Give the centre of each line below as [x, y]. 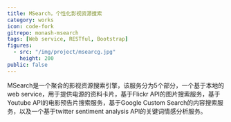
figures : [20, 45]
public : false [28, 65]
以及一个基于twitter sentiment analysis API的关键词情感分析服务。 [113, 111]
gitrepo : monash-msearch [43, 33]
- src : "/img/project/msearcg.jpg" [65, 52]
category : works [30, 20]
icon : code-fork [30, 26]
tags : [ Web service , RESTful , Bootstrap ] [68, 39]
